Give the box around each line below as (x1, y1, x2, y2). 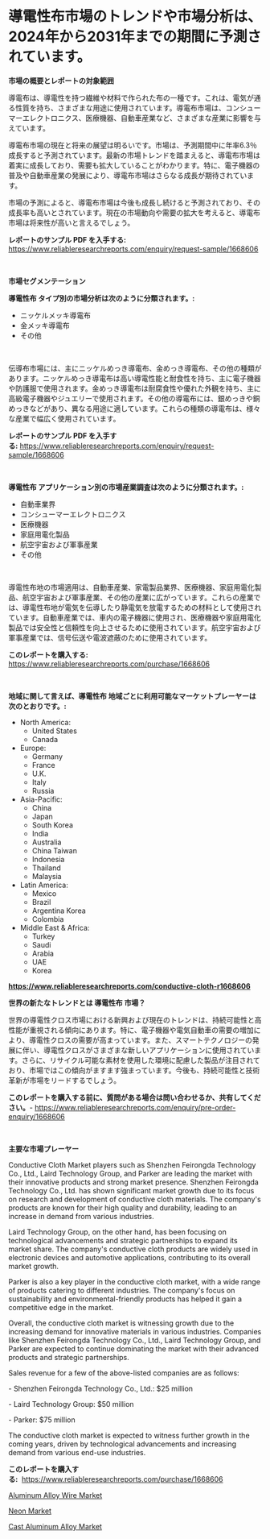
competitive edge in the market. (8, 1302, 114, 1312)
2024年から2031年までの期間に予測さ (8, 27, 262, 46)
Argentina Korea (31, 906, 86, 915)
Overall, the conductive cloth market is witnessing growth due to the (8, 1318, 235, 1328)
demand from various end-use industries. (8, 1447, 146, 1457)
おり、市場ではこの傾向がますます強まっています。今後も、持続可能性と (8, 1065, 247, 1075)
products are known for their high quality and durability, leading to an (8, 1202, 237, 1213)
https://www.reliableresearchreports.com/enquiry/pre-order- (35, 1102, 236, 1112)
